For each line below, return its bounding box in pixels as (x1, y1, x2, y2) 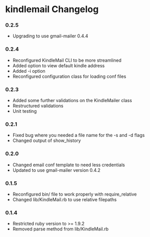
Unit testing (12, 108, 37, 114)
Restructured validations (12, 103, 64, 109)
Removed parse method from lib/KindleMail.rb (12, 226, 109, 232)
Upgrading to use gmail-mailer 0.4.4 (12, 33, 88, 39)
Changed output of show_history (12, 137, 81, 144)
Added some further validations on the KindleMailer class (12, 98, 132, 104)
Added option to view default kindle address (12, 62, 105, 69)
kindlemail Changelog (5, 4, 99, 15)
